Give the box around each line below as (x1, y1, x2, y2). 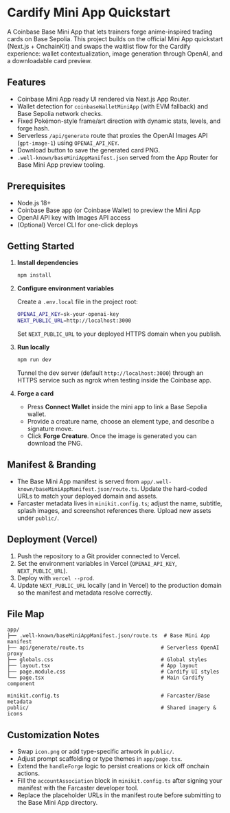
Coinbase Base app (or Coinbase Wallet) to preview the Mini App (16, 206, 201, 214)
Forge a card (16, 389, 54, 398)
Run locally (16, 343, 50, 351)
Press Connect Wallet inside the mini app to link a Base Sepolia (27, 402, 207, 411)
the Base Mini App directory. (16, 799, 98, 807)
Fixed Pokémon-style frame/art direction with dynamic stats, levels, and (16, 117, 221, 125)
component (7, 680, 36, 687)
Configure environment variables (16, 284, 115, 293)
